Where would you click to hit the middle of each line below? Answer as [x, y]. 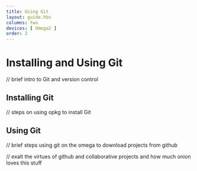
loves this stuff [24, 163]
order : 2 [17, 34]
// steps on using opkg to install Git [49, 112]
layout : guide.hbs [29, 17]
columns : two [22, 22]
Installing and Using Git [64, 63]
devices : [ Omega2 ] [32, 28]
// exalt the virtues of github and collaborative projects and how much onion [98, 156]
